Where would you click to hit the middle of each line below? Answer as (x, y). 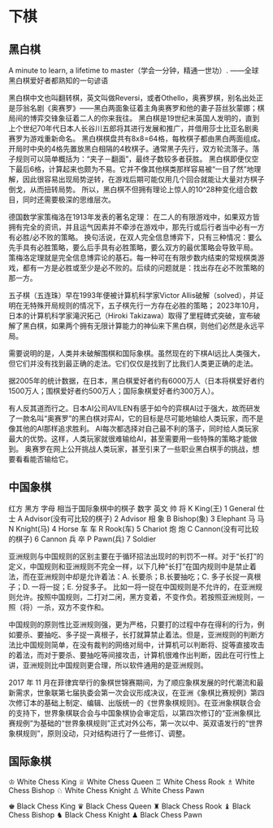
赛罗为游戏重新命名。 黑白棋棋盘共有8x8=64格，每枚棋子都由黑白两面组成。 (136, 138)
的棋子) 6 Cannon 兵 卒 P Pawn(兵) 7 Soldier (82, 539)
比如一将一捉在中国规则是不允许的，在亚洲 (184, 586)
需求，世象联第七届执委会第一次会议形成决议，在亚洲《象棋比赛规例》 (132, 692)
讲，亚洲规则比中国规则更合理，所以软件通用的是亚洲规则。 (108, 665)
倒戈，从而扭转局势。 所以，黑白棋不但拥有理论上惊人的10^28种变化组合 (130, 189)
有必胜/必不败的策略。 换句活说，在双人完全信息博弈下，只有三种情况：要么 (135, 237)
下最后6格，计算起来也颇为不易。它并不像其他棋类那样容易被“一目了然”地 (131, 169)
